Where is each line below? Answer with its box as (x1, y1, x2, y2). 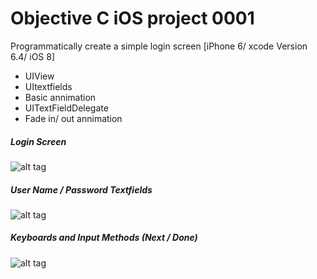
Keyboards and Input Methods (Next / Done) (10, 232, 198, 244)
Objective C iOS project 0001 (10, 7, 255, 30)
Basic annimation (24, 91, 97, 103)
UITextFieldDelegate (24, 102, 109, 114)
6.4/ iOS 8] (10, 50, 56, 62)
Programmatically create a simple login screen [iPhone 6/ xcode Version (10, 40, 308, 52)
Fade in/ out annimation (24, 112, 123, 124)
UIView (24, 70, 55, 82)
